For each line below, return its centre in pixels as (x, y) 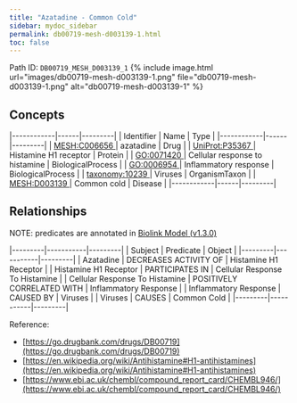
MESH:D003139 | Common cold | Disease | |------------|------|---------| (143, 184)
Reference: (29, 324)
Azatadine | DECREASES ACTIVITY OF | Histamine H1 (180, 259)
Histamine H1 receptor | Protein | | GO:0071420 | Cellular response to (136, 155)
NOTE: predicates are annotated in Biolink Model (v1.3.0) (113, 233)
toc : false (29, 42)
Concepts (37, 115)
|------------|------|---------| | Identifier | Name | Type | (112, 136)
